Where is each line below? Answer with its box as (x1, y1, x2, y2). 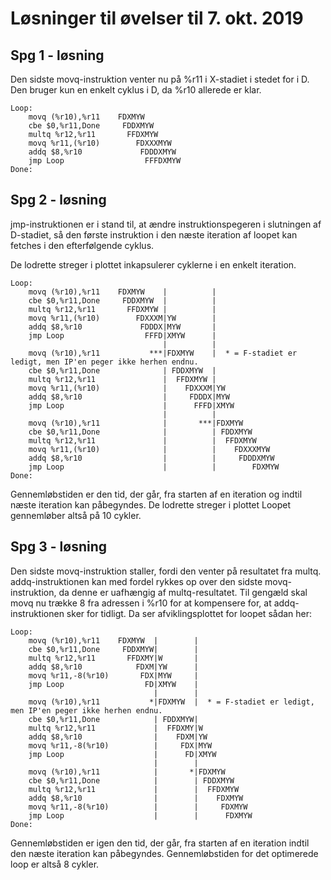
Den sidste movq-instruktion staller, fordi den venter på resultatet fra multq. (10, 565, 322, 577)
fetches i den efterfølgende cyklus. (10, 239, 155, 251)
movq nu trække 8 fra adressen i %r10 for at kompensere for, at (10, 597, 272, 609)
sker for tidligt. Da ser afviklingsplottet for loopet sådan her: (66, 607, 313, 619)
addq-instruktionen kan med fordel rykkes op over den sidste (10, 575, 263, 587)
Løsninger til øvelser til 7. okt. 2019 (10, 7, 304, 30)
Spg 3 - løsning (10, 538, 107, 556)
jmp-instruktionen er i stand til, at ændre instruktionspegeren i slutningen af (10, 218, 322, 230)
